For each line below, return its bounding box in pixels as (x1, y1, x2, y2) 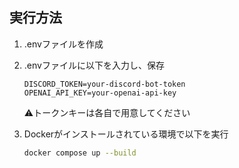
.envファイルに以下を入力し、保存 (23, 59, 165, 71)
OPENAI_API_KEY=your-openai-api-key (23, 88, 177, 98)
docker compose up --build (23, 148, 137, 158)
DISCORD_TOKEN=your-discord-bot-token (23, 79, 186, 89)
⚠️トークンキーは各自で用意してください (23, 106, 191, 118)
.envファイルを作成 (23, 38, 104, 50)
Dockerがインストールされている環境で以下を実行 (23, 128, 229, 140)
